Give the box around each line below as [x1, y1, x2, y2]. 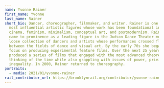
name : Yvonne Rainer [4, 7, 47, 12]
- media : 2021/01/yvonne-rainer [9, 71, 75, 76]
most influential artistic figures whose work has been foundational [9, 25, 154, 30]
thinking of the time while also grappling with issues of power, [9, 57, 147, 62]
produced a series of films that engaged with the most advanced [9, 52, 145, 58]
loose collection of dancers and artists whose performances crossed [9, 39, 154, 44]
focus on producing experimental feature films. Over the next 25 [9, 48, 147, 53]
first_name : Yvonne [4, 12, 45, 17]
